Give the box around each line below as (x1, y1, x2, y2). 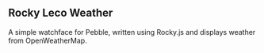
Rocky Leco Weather (8, 6, 113, 20)
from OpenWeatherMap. (8, 36, 87, 45)
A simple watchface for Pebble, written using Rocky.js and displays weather (8, 27, 256, 36)
